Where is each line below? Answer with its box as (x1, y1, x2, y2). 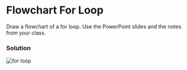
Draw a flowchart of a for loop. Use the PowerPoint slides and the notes (6, 23, 182, 30)
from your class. (6, 29, 46, 36)
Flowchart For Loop (6, 4, 104, 17)
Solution (6, 44, 31, 52)
